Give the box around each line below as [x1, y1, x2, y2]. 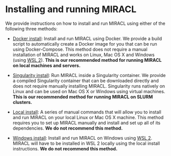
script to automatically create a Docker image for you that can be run [12, 41, 158, 47]
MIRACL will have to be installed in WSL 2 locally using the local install [12, 140, 160, 146]
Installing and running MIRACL [5, 4, 136, 15]
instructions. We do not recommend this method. [12, 145, 118, 151]
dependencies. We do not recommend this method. [12, 125, 123, 131]
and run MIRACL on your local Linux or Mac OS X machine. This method [12, 114, 164, 120]
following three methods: [5, 25, 58, 31]
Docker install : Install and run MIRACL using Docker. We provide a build [12, 35, 162, 42]
